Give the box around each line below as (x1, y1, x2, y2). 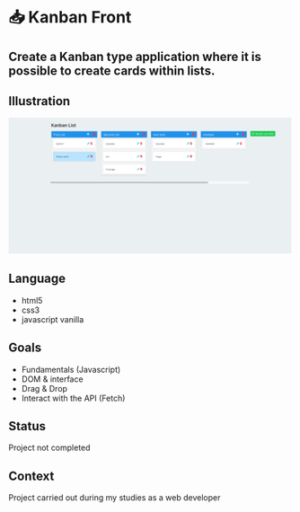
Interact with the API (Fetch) (21, 393, 126, 403)
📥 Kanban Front (8, 7, 132, 28)
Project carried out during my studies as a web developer (8, 492, 221, 503)
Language (8, 271, 66, 287)
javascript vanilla (21, 313, 84, 324)
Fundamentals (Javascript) (21, 364, 121, 375)
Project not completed (8, 442, 91, 454)
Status (8, 419, 47, 434)
